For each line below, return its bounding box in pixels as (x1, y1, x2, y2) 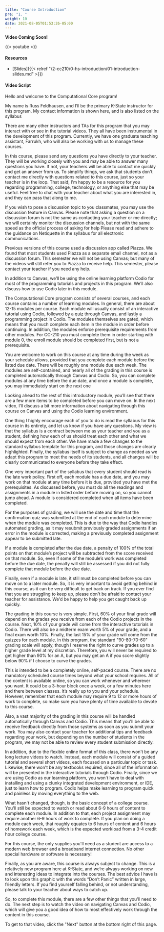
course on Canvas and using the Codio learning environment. (5, 408, 128, 414)
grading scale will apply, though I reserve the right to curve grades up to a (5, 642, 154, 648)
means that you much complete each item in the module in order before (5, 321, 149, 327)
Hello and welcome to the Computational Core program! (5, 93, 118, 99)
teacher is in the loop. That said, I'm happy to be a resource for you (5, 179, 141, 185)
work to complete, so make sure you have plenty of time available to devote (5, 698, 157, 704)
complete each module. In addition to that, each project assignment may (5, 810, 151, 816)
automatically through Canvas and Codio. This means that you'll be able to (5, 718, 155, 724)
